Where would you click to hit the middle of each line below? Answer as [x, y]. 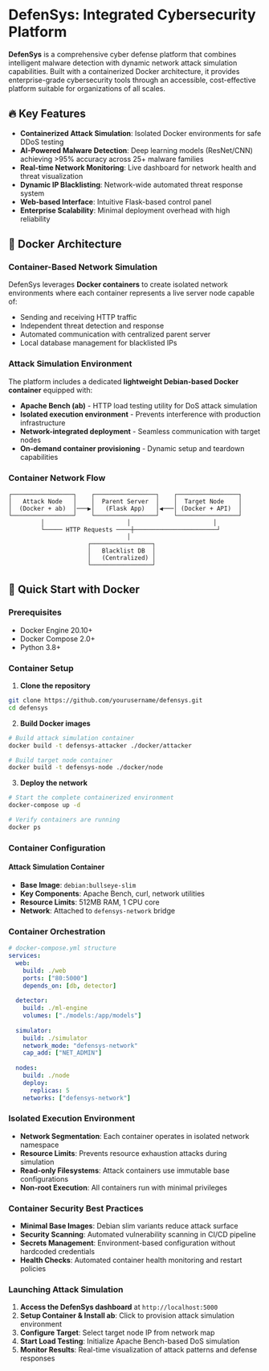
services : [25, 956]
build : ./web [45, 971]
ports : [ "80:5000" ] [55, 978]
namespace [39, 1145]
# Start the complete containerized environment [91, 798]
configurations [44, 1178]
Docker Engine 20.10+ [56, 630]
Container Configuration [57, 847]
